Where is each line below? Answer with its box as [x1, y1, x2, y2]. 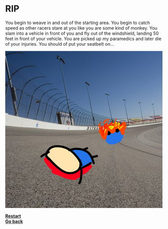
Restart [5, 213, 21, 219]
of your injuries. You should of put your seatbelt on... [5, 41, 115, 47]
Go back [5, 218, 23, 224]
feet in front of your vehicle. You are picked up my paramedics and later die [5, 36, 162, 42]
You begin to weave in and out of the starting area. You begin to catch [5, 20, 150, 26]
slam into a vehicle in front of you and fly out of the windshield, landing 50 [5, 30, 159, 36]
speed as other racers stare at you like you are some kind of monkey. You [5, 25, 157, 31]
